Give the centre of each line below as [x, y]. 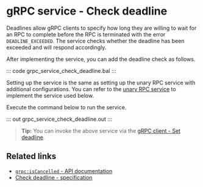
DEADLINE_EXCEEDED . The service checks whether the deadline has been [95, 41]
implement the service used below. [50, 95]
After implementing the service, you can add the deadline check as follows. [101, 59]
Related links [31, 156]
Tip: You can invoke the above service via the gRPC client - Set [101, 131]
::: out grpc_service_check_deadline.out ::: [59, 119]
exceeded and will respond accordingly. [56, 47]
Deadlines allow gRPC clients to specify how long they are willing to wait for [101, 28]
